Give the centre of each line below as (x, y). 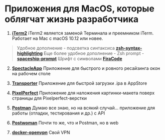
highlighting (30, 53)
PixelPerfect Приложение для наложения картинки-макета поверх (83, 93)
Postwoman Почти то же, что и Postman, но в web (65, 123)
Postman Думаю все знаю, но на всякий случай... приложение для (83, 108)
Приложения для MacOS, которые (80, 9)
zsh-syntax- (129, 48)
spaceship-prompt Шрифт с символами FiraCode (70, 58)
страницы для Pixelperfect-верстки (49, 98)
